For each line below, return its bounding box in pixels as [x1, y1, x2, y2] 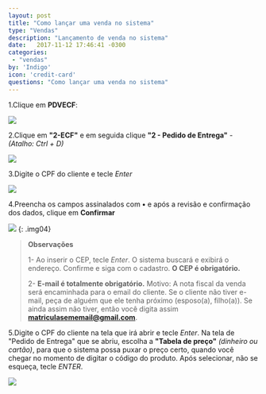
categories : [8, 48, 48, 56]
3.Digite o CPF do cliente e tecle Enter [8, 168, 133, 179]
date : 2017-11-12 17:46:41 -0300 [8, 41, 126, 49]
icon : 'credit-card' [8, 71, 77, 79]
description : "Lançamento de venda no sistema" [8, 33, 169, 42]
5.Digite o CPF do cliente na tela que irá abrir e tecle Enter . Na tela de [8, 327, 235, 338]
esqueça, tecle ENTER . [8, 361, 83, 371]
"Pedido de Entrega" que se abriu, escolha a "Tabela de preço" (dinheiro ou [8, 336, 258, 346]
